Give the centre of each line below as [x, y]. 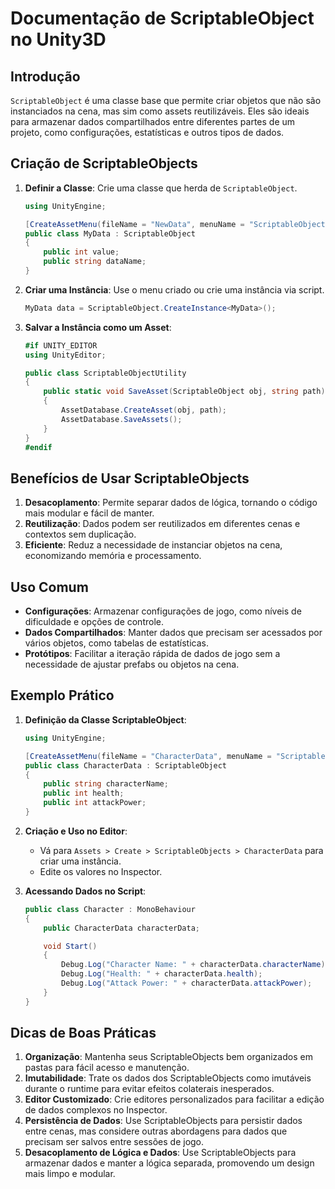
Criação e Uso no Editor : [76, 831]
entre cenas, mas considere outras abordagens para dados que [156, 1131]
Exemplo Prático [62, 695]
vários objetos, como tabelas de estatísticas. [116, 643]
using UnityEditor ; [65, 355]
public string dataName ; [95, 262]
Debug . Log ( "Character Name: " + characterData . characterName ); [195, 965]
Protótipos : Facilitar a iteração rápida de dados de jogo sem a [152, 654]
